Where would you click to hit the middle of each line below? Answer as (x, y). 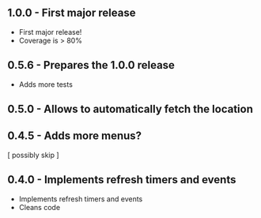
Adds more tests (45, 84)
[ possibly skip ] (34, 155)
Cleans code (40, 207)
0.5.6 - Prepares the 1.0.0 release (91, 65)
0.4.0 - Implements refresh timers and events (122, 180)
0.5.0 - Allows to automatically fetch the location (130, 109)
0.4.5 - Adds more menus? (75, 136)
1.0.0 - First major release (72, 13)
